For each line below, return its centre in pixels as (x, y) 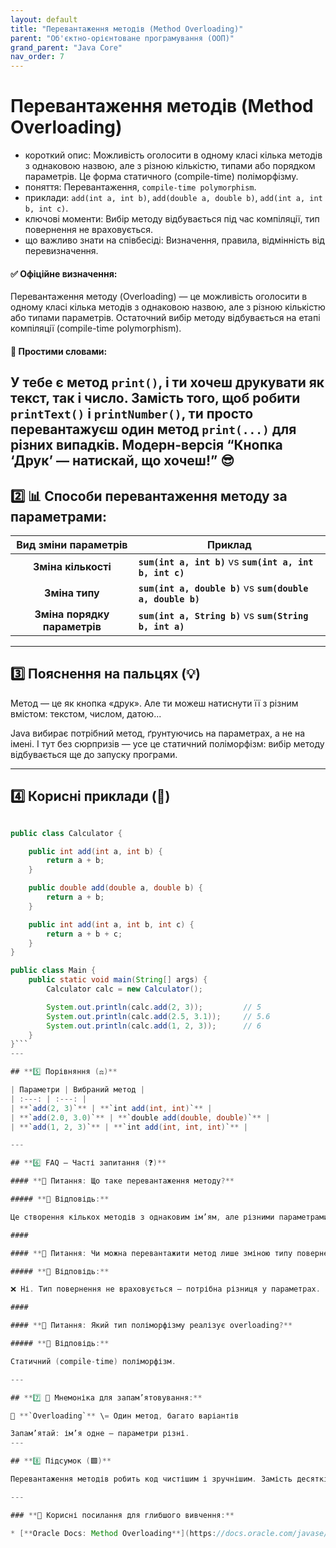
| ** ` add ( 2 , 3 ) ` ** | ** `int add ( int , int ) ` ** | (111, 1108)
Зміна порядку (72, 614)
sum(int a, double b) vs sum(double (223, 588)
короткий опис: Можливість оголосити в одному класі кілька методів (173, 155)
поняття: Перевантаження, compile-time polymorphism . (140, 187)
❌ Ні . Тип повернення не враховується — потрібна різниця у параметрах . (165, 1289)
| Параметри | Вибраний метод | (77, 1090)
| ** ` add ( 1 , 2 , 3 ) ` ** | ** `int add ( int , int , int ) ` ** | (129, 1127)
